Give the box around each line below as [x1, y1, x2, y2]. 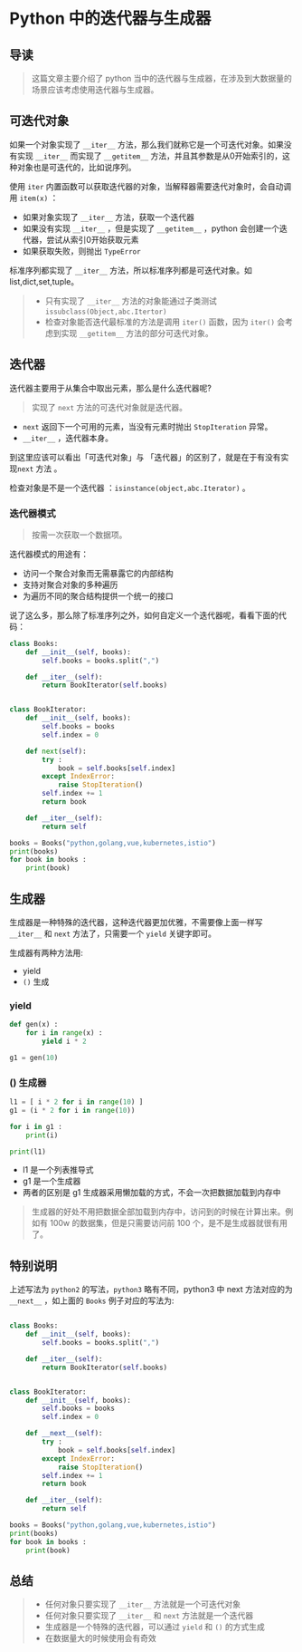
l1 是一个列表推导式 [22, 1164, 94, 1175]
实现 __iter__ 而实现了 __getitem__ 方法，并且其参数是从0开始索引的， [16, 150, 283, 161]
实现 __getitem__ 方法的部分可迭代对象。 [61, 327, 214, 338]
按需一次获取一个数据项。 [31, 529, 127, 540]
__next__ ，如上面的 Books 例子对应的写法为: [9, 1295, 175, 1306]
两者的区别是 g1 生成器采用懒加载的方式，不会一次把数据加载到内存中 [22, 1187, 281, 1198]
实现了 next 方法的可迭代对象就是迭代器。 [31, 401, 188, 412]
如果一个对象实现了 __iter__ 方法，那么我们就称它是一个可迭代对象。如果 [9, 139, 285, 150]
